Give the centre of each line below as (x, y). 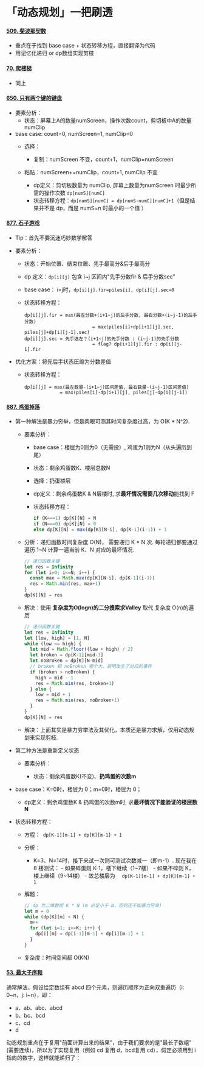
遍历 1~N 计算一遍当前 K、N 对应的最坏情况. (79, 550)
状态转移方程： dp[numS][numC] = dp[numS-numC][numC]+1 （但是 (111, 200)
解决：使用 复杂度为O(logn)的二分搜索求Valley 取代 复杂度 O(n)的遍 (109, 608)
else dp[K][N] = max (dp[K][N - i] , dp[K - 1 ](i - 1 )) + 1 (100, 530)
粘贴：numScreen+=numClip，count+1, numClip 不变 (91, 172)
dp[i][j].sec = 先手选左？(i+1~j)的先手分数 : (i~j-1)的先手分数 (102, 339)
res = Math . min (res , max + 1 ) (65, 584)
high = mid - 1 (55, 678)
